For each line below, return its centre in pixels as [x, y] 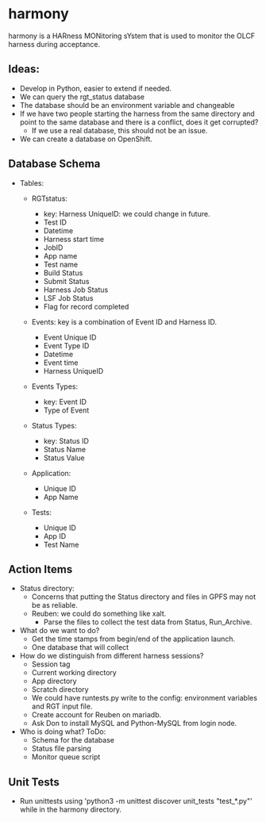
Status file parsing [61, 749]
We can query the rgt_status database [82, 97]
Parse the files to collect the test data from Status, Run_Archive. [148, 622]
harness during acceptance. [54, 44]
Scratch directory [60, 689]
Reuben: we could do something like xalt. [99, 614]
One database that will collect [80, 647]
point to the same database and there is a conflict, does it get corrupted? [139, 122]
